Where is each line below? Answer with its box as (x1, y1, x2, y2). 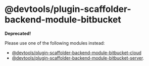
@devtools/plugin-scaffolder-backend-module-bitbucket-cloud (11, 50, 142, 56)
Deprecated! (4, 30, 31, 36)
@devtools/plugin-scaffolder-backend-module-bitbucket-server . (11, 55, 145, 61)
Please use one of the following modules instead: (4, 40, 105, 46)
